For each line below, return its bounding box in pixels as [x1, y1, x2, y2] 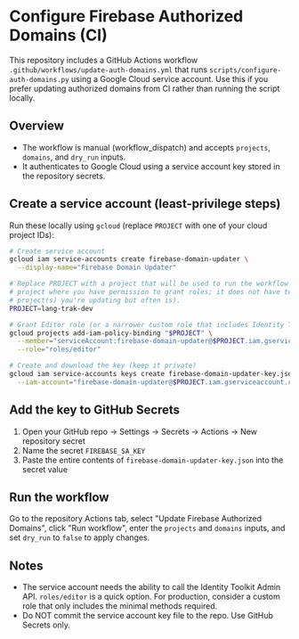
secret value [21, 463, 69, 474]
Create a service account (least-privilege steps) [9, 196, 281, 211]
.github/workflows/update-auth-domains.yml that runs [9, 64, 207, 75]
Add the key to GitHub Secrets [9, 403, 181, 418]
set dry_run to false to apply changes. [9, 532, 150, 543]
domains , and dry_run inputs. [21, 152, 126, 162]
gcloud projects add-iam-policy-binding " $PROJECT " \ [9, 328, 214, 338]
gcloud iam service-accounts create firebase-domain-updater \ [9, 255, 249, 264]
